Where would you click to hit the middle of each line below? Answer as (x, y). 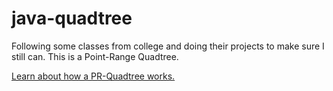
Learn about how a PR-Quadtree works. (93, 76)
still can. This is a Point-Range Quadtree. (95, 56)
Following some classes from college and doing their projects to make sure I (168, 46)
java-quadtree (72, 18)
